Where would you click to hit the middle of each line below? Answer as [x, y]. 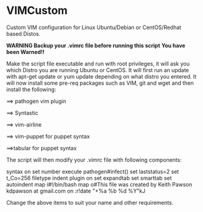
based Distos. [23, 33]
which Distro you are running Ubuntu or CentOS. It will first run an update [98, 70]
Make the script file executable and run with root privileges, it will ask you [98, 64]
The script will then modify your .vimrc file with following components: [94, 160]
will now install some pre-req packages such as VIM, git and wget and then [100, 83]
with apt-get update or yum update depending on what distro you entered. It [101, 76]
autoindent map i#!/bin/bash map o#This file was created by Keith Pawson [99, 184]
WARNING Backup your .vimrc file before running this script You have [96, 45]
